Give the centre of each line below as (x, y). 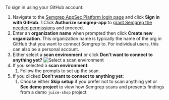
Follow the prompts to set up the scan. (60, 71)
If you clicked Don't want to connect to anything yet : (68, 76)
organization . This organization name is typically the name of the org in (87, 38)
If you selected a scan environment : (50, 65)
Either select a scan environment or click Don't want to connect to (82, 55)
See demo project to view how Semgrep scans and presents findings (92, 87)
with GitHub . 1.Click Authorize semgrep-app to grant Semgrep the (82, 22)
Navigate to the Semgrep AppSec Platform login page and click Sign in (86, 17)
